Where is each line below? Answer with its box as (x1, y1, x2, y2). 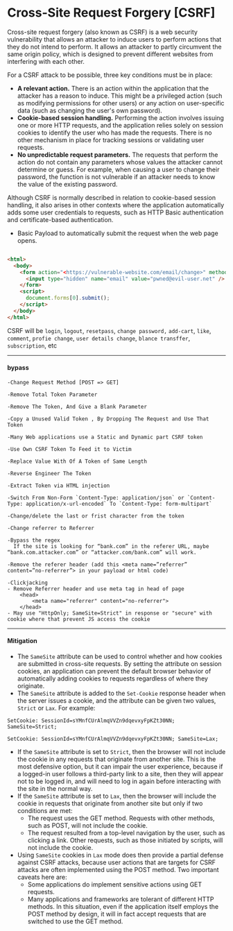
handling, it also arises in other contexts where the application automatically (7, 200, 225, 209)
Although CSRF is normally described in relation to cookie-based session (7, 193, 216, 202)
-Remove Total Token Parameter (7, 391, 98, 398)
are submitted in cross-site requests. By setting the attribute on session (17, 660, 222, 668)
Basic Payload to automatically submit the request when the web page (17, 229, 218, 237)
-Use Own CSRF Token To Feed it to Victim (7, 445, 132, 452)
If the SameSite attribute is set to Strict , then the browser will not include (17, 748, 226, 756)
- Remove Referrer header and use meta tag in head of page (7, 585, 185, 592)
